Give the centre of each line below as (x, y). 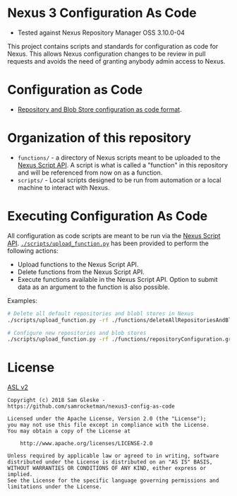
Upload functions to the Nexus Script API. (78, 264)
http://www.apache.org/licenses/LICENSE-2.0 (86, 444)
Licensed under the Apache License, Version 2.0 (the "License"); (107, 419)
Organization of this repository (99, 138)
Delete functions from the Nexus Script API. (81, 272)
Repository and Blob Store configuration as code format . (99, 109)
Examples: (22, 300)
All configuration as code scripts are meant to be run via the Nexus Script (114, 235)
